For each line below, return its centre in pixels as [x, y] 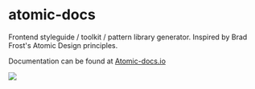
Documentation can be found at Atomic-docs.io [87, 61]
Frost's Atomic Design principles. [63, 45]
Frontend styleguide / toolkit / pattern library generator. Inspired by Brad [128, 37]
